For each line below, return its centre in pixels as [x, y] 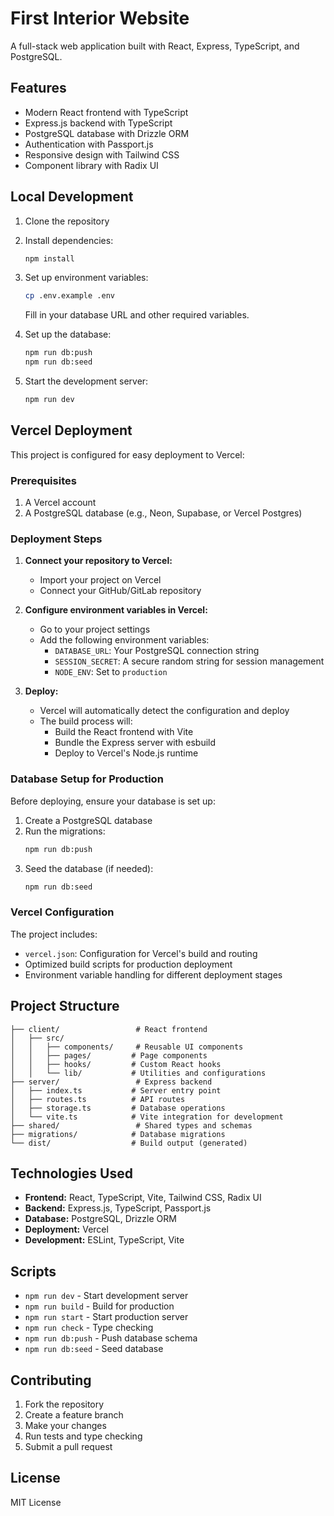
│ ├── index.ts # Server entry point [116, 1090]
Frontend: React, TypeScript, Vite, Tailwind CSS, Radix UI [143, 1198]
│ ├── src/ [37, 1038]
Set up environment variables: [86, 278]
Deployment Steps [56, 539]
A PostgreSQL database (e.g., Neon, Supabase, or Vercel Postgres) [163, 513]
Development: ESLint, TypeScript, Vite [104, 1240]
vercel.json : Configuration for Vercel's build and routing [141, 953]
